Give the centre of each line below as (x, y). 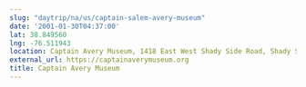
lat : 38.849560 (38, 34)
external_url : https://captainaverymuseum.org (99, 60)
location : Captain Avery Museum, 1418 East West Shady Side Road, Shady (150, 52)
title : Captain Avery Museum (65, 69)
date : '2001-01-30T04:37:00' (65, 26)
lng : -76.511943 (40, 43)
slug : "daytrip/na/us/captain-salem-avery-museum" (107, 18)
